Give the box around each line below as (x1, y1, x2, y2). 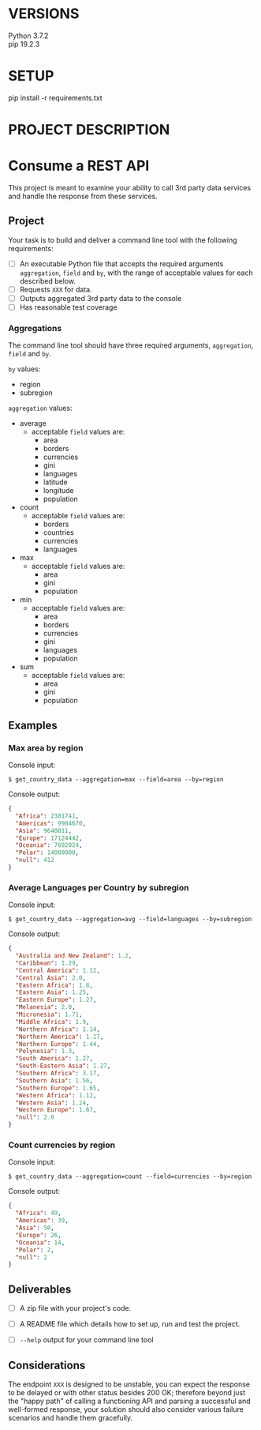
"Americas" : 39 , (15, 1217, 69, 1225)
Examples (8, 718, 58, 732)
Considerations (8, 1358, 86, 1372)
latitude (43, 477, 69, 487)
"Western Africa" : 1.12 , (15, 1091, 97, 1099)
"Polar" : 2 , (15, 1246, 55, 1254)
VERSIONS (8, 5, 80, 23)
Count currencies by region (8, 1139, 116, 1150)
